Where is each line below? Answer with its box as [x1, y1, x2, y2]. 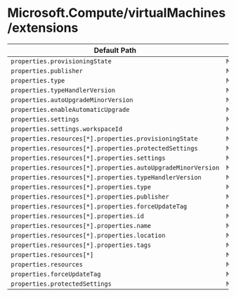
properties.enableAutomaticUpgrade [11, 106, 130, 113]
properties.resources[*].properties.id [11, 212, 144, 220]
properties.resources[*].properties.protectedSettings [11, 144, 198, 152]
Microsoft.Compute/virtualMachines [7, 5, 226, 21]
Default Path [93, 45, 137, 55]
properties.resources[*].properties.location [11, 231, 166, 239]
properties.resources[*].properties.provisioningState [11, 134, 198, 142]
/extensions [7, 20, 79, 36]
